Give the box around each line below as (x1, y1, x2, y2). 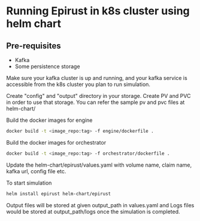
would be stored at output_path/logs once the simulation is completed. (6, 208, 181, 215)
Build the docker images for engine (6, 116, 93, 124)
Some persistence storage (14, 63, 80, 70)
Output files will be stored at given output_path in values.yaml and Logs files (6, 201, 195, 208)
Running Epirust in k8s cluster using (6, 4, 190, 18)
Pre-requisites (6, 41, 61, 51)
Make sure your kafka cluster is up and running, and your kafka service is (6, 75, 187, 81)
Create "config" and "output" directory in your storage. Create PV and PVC (6, 93, 191, 99)
